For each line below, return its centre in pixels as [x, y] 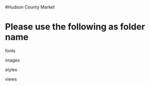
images [12, 60]
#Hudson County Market [30, 7]
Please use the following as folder [75, 27]
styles [11, 69]
